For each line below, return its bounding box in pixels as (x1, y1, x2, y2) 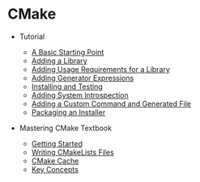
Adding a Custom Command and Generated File (31, 99, 192, 108)
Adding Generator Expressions (31, 73, 134, 83)
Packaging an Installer (31, 107, 106, 117)
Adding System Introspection (31, 90, 129, 99)
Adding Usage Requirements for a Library (31, 64, 171, 74)
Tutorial (19, 32, 45, 41)
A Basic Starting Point (31, 47, 104, 57)
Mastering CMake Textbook (19, 123, 113, 133)
